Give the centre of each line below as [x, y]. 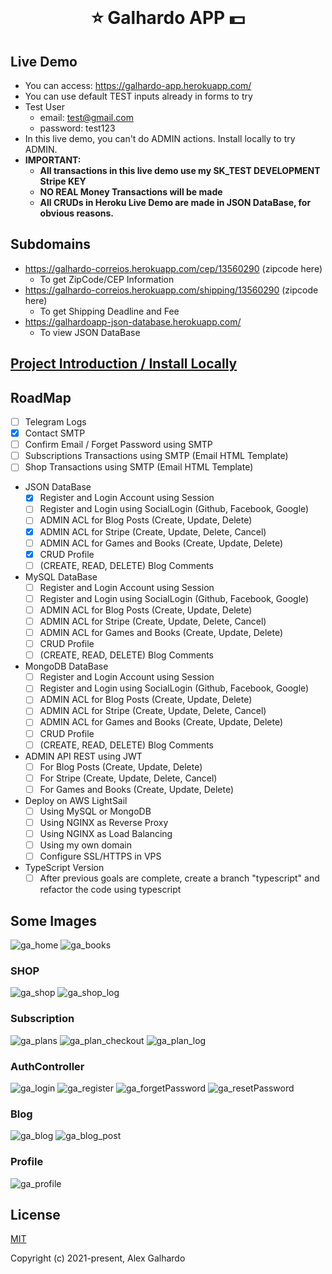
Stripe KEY [63, 181]
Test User [45, 107]
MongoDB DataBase [66, 666]
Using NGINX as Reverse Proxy [104, 822]
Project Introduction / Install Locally [124, 364]
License [35, 1214]
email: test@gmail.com [86, 117]
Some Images [54, 920]
